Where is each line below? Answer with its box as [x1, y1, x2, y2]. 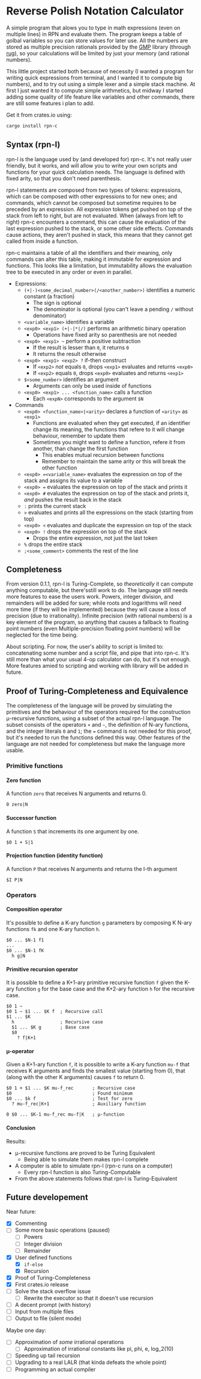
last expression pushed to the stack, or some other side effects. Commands [6, 224, 194, 232]
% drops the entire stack [23, 540, 83, 548]
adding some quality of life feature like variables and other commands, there [6, 93, 195, 100]
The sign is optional [32, 299, 82, 306]
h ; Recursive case [11, 1019, 103, 1026]
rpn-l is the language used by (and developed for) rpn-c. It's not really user [6, 155, 192, 163]
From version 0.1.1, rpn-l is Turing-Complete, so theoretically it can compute [6, 580, 193, 587]
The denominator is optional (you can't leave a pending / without [32, 305, 194, 313]
